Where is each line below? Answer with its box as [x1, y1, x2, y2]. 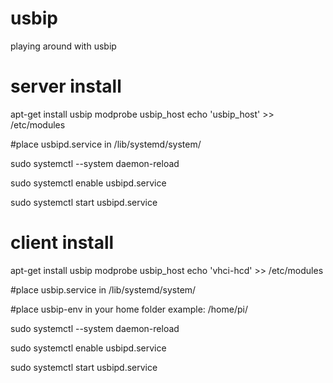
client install [10, 232, 115, 254]
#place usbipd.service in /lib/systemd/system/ [10, 138, 202, 150]
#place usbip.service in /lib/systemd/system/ [10, 283, 197, 296]
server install [10, 75, 122, 98]
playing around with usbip [10, 40, 117, 52]
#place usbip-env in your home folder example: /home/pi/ [10, 303, 248, 315]
